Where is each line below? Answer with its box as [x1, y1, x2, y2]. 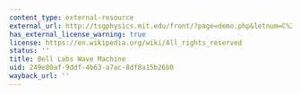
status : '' [9, 47, 50, 56]
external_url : [9, 21, 63, 30]
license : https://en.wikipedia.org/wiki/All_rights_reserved [9, 38, 243, 47]
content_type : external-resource [9, 13, 134, 22]
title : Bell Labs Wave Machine [9, 55, 126, 64]
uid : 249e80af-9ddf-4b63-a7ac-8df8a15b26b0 [9, 64, 175, 73]
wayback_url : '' [9, 72, 70, 81]
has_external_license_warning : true [9, 30, 146, 38]
